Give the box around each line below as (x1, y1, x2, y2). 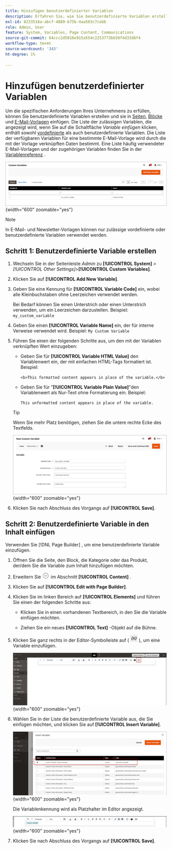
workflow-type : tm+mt (5, 41, 52, 46)
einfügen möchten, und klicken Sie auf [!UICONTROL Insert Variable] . (12, 721, 161, 728)
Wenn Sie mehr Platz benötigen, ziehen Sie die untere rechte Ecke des (12, 419, 162, 426)
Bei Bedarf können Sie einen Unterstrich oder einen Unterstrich (12, 301, 146, 307)
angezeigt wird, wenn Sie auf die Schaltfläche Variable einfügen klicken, (5, 124, 158, 131)
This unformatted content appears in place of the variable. (20, 400, 154, 405)
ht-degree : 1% (5, 51, 36, 57)
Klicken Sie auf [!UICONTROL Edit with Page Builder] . (12, 583, 127, 590)
